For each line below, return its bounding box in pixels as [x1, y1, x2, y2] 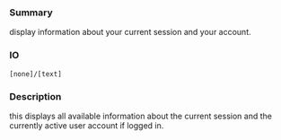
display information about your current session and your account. [9, 27, 251, 38]
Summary [9, 6, 54, 19]
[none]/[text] [9, 69, 63, 78]
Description [9, 90, 62, 102]
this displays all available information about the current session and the [9, 110, 272, 121]
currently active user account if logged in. [9, 119, 164, 131]
